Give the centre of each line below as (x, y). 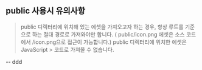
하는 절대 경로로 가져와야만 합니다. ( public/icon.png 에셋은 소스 (108, 34)
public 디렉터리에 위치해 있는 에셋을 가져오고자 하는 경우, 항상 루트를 (102, 27)
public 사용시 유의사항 (46, 11)
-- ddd (14, 61)
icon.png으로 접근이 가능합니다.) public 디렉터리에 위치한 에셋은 (110, 42)
